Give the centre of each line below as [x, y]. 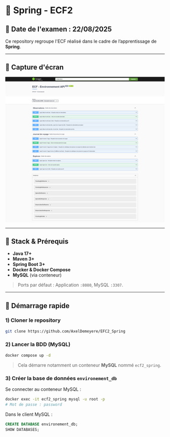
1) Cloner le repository [33, 320]
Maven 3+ [23, 259]
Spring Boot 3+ [29, 264]
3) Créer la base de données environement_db [61, 378]
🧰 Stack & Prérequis [37, 241]
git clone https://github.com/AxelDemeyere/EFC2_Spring [65, 331]
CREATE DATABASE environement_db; [42, 424]
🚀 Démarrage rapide [37, 306]
